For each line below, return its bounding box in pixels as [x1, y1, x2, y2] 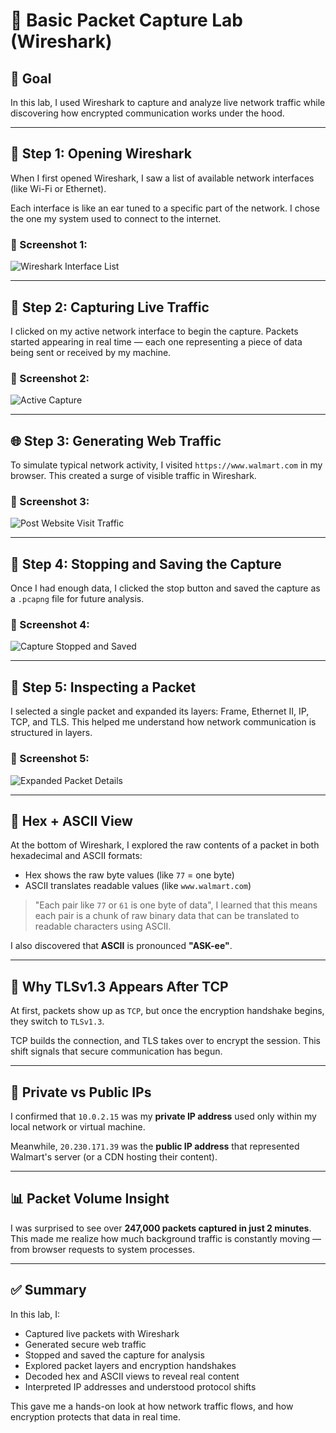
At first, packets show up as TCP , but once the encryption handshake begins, [10, 1005, 325, 1017]
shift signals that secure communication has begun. [10, 1045, 223, 1058]
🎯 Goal [10, 70, 52, 87]
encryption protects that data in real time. [10, 1410, 181, 1423]
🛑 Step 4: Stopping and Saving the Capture [10, 555, 282, 573]
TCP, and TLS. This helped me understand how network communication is [10, 716, 317, 728]
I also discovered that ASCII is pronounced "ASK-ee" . [10, 940, 233, 952]
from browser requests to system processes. [10, 1243, 195, 1255]
